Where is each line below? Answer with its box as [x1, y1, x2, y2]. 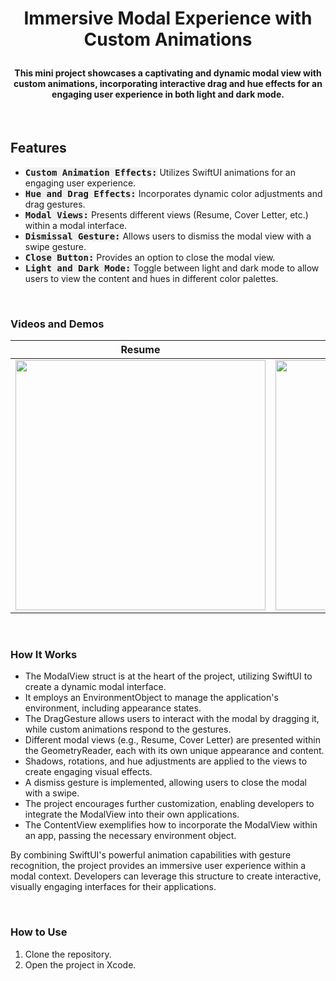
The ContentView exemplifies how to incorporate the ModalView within [24, 819, 318, 831]
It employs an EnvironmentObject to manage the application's [24, 692, 279, 704]
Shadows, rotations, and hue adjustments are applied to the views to [24, 755, 308, 767]
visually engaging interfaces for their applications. [10, 881, 217, 893]
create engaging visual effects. [24, 766, 153, 778]
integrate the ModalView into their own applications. [24, 808, 240, 821]
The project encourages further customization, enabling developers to [24, 798, 315, 810]
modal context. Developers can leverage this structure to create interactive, [10, 870, 322, 882]
